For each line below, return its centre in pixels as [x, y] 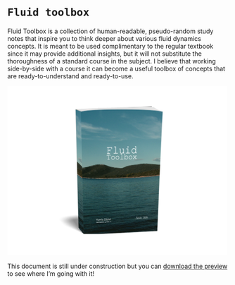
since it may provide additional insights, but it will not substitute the [104, 54]
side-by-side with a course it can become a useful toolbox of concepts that [116, 68]
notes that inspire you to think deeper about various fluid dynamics [104, 38]
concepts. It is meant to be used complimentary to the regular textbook [110, 46]
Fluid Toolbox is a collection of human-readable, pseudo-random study [110, 31]
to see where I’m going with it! [51, 274]
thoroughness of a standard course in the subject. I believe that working [112, 61]
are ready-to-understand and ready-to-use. [70, 76]
